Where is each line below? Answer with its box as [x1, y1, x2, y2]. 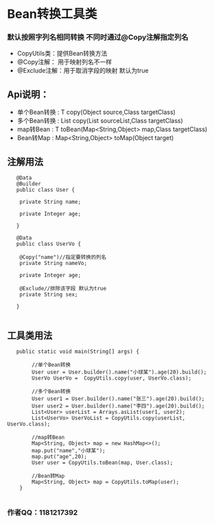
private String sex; [19, 291, 78, 299]
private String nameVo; [19, 260, 88, 267]
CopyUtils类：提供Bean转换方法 [16, 49, 108, 58]
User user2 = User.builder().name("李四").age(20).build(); [32, 402, 205, 409]
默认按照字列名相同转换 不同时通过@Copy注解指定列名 [7, 32, 189, 42]
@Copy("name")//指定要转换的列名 [19, 254, 107, 261]
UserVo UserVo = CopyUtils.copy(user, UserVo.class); [32, 375, 192, 382]
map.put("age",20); [32, 453, 88, 460]
